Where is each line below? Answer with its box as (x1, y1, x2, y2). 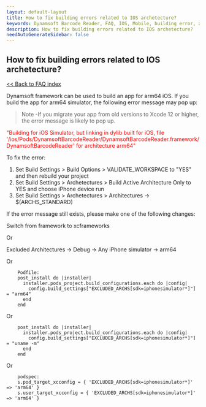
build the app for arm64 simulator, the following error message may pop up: (6, 99, 198, 106)
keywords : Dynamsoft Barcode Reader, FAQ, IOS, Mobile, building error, (6, 20, 196, 26)
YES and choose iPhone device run (15, 185, 104, 192)
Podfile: (17, 269, 40, 276)
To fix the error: (6, 154, 46, 161)
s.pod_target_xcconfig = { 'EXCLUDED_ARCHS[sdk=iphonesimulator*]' (17, 379, 193, 385)
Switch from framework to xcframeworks (6, 222, 110, 229)
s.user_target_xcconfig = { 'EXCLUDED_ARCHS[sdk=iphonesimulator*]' (17, 390, 196, 396)
